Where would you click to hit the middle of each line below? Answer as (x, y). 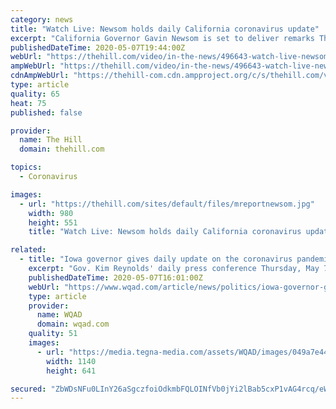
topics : (26, 167)
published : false (46, 112)
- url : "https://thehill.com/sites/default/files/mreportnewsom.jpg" (167, 204)
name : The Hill (51, 140)
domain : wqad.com (73, 324)
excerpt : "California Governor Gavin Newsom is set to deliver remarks (162, 38)
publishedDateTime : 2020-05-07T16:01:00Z (115, 277)
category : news (42, 19)
